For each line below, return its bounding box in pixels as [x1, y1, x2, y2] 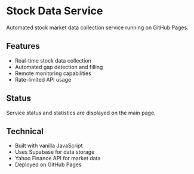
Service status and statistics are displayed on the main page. [6, 109, 156, 116]
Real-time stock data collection [14, 57, 91, 64]
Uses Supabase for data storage [14, 148, 95, 156]
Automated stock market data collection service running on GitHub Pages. [6, 24, 189, 31]
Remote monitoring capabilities [14, 70, 91, 77]
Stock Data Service [6, 4, 103, 18]
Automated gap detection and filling [14, 63, 103, 70]
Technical [6, 126, 44, 136]
